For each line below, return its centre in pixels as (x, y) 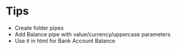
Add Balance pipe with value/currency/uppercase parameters (92, 34)
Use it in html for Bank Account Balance (65, 41)
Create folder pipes (39, 28)
